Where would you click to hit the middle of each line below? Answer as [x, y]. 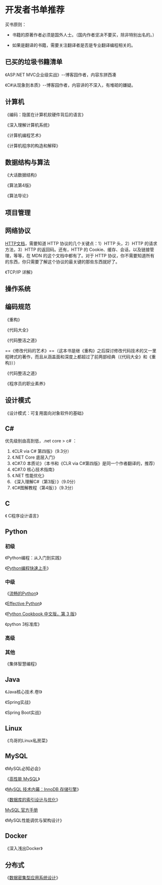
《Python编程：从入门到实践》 [34, 558]
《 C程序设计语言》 [23, 516]
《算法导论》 [18, 196]
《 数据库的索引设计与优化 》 [33, 799]
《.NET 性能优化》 [29, 476]
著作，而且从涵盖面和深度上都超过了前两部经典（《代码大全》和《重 [89, 357]
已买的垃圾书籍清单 [34, 62]
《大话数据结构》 [22, 175]
